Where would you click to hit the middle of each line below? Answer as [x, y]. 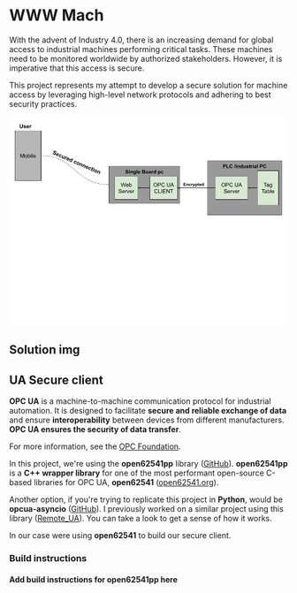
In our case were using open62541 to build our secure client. [120, 536]
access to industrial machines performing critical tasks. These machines [141, 49]
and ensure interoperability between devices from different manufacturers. [147, 420]
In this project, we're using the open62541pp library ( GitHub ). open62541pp [148, 464]
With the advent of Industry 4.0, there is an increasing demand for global [141, 40]
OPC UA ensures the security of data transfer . [95, 430]
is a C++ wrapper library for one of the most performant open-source [137, 473]
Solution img [45, 350]
